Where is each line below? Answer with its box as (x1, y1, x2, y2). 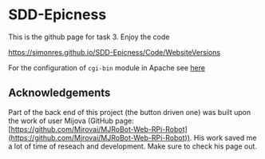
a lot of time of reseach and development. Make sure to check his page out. (8, 141, 258, 151)
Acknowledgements (8, 86, 111, 100)
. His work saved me (189, 133, 257, 142)
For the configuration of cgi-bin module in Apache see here (8, 62, 206, 73)
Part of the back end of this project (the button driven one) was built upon (8, 107, 251, 117)
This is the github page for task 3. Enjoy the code (8, 32, 170, 42)
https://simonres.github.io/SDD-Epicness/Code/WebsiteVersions (8, 47, 221, 57)
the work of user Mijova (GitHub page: (8, 116, 134, 125)
